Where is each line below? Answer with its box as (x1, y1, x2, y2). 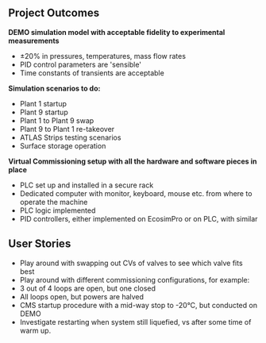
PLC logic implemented (19, 206, 96, 215)
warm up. (19, 326, 52, 335)
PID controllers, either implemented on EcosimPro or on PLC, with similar (19, 214, 258, 223)
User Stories (8, 237, 71, 251)
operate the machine (19, 197, 88, 206)
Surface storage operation (19, 141, 106, 150)
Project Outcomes (8, 6, 100, 20)
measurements (8, 36, 60, 45)
